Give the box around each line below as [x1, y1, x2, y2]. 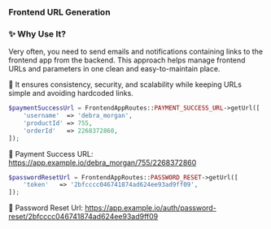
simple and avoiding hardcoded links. [8, 89, 134, 98]
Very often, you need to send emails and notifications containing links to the [8, 47, 263, 57]
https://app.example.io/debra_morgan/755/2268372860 [8, 158, 197, 167]
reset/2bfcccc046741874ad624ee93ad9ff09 [8, 212, 159, 222]
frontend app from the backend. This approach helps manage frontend [8, 55, 246, 65]
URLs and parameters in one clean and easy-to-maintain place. [8, 64, 221, 74]
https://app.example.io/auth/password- [85, 203, 217, 213]
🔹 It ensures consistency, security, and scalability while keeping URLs [8, 80, 243, 89]
